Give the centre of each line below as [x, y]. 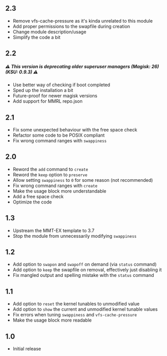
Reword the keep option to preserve [50, 175]
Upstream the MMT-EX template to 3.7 [53, 230]
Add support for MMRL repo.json [48, 101]
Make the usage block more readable [52, 320]
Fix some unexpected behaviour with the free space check [75, 129]
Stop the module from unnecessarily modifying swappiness [75, 236]
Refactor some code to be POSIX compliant [59, 135]
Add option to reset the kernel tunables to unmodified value [76, 304]
